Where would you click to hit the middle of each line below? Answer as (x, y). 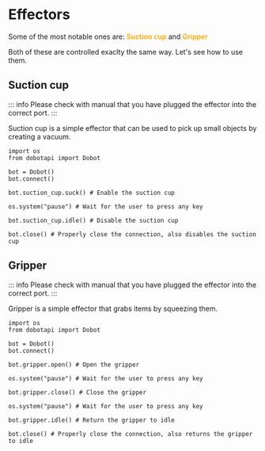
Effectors (39, 15)
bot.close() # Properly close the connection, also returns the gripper (131, 434)
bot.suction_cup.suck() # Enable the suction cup (92, 193)
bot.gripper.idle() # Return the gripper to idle (92, 420)
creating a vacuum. (40, 136)
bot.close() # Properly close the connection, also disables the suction (132, 234)
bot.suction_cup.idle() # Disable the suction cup (93, 220)
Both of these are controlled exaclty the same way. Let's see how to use (126, 52)
